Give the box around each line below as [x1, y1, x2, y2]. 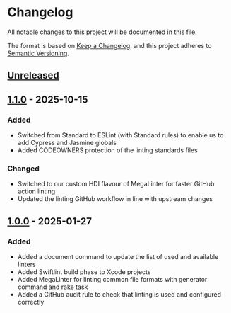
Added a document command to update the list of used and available [17, 253, 219, 261]
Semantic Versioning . [7, 49, 69, 57]
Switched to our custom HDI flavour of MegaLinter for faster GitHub [17, 180, 215, 188]
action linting [17, 187, 56, 195]
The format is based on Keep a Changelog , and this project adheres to [7, 41, 212, 50]
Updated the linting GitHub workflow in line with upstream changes [17, 195, 213, 203]
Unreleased [7, 69, 60, 81]
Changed [7, 164, 40, 173]
